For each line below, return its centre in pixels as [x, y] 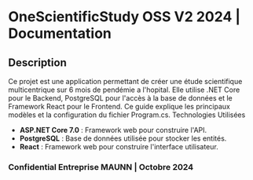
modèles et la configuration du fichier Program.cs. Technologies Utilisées [127, 115]
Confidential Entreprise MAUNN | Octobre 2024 [101, 167]
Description [37, 62]
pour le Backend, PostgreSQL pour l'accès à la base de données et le [121, 98]
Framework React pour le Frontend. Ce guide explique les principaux [119, 107]
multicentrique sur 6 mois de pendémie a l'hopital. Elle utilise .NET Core [124, 90]
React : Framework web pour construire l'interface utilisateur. [119, 147]
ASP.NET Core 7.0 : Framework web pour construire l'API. [113, 130]
